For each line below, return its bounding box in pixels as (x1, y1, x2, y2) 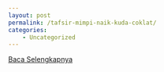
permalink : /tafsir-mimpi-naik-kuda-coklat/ (8, 19, 157, 27)
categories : (8, 26, 47, 34)
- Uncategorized (22, 33, 76, 41)
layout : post (8, 11, 51, 20)
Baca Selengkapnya (8, 55, 73, 64)
